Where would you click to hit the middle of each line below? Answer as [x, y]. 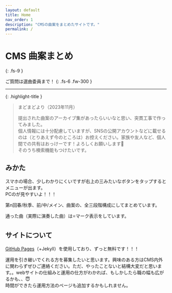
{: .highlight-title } [24, 97]
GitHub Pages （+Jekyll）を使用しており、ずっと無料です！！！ [72, 249]
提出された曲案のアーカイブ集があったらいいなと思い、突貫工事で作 [89, 118]
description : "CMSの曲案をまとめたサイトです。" [52, 24]
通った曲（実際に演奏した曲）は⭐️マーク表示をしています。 [67, 216]
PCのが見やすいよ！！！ [31, 194]
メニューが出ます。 [25, 188]
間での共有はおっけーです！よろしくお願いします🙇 [71, 144]
